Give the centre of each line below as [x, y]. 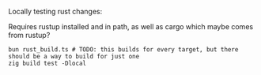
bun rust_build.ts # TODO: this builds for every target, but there [123, 50]
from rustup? [29, 35]
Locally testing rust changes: [55, 11]
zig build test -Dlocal [47, 63]
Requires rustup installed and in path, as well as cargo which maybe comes [131, 26]
